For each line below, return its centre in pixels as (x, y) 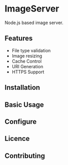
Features (19, 38)
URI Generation (27, 66)
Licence (17, 139)
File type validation (31, 50)
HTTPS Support (28, 72)
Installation (22, 88)
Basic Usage (24, 105)
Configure (21, 122)
